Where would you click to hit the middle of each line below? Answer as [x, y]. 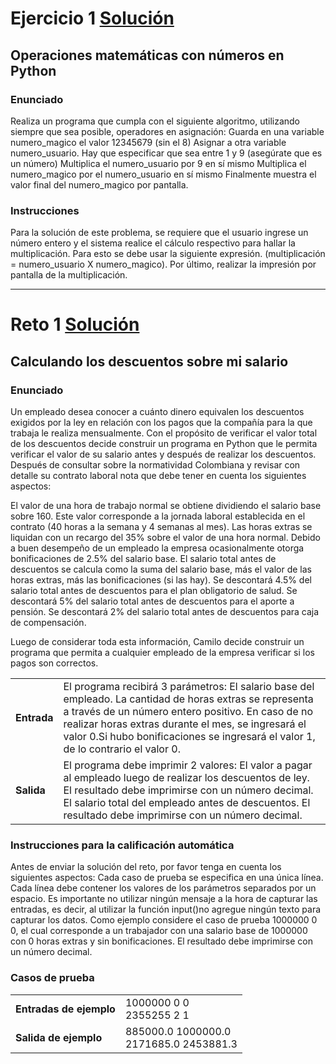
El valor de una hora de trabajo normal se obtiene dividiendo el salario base [166, 506]
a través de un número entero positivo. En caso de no [188, 712]
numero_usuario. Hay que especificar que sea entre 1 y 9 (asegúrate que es [166, 153]
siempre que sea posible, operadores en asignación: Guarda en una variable [167, 131]
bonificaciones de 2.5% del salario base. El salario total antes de [143, 559]
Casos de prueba [52, 978]
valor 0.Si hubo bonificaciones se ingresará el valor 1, [189, 737]
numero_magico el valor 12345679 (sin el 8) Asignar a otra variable [148, 142]
